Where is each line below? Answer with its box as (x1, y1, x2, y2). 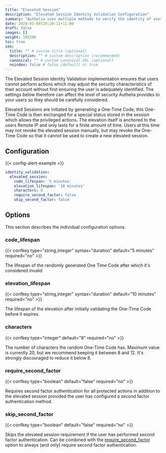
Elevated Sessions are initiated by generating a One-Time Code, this (5, 107, 144, 113)
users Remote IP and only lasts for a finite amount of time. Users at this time (5, 122, 160, 128)
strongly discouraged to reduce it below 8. (5, 355, 91, 361)
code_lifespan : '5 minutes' (14, 179, 72, 184)
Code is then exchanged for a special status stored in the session (16, 112, 150, 118)
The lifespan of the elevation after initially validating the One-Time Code (5, 306, 152, 312)
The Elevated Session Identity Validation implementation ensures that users (5, 76, 159, 82)
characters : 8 (14, 188, 43, 193)
